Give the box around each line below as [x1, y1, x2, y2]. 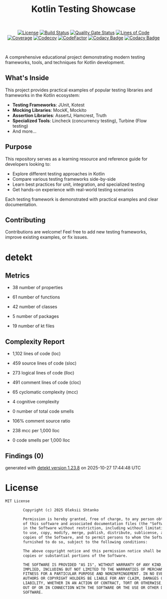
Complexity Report [5, 337, 65, 346]
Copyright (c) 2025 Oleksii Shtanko [23, 508, 99, 513]
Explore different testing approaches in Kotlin [12, 170, 105, 177]
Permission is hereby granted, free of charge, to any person [23, 517, 155, 522]
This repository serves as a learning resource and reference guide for [5, 155, 148, 162]
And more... [12, 128, 37, 134]
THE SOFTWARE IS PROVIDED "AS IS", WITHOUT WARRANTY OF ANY [23, 562, 150, 567]
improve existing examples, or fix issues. [5, 234, 88, 240]
